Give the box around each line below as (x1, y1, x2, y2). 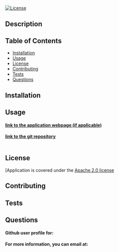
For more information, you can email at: (5, 241, 89, 247)
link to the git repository (5, 133, 56, 140)
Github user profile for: (5, 229, 54, 235)
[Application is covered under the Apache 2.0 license (5, 167, 115, 173)
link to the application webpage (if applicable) (5, 122, 102, 128)
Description (5, 20, 42, 28)
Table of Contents (5, 37, 62, 45)
